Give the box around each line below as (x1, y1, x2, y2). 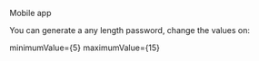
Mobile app (9, 8, 52, 18)
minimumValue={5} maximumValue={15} (9, 42, 161, 53)
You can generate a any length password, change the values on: (9, 25, 250, 35)
